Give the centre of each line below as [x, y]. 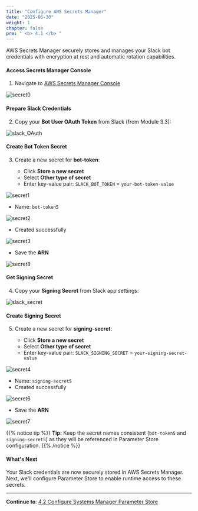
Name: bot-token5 [37, 206]
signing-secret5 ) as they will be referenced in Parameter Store [82, 439]
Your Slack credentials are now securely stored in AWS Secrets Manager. [95, 472]
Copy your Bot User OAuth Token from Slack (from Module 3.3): [93, 121]
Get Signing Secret [30, 277]
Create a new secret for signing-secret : [63, 329]
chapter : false [25, 28]
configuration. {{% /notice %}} [43, 446]
